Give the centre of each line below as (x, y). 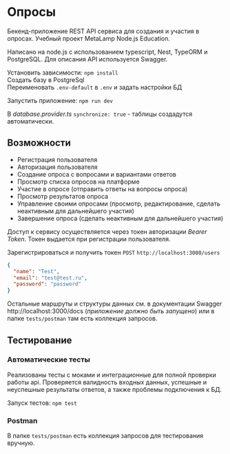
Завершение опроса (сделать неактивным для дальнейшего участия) (120, 218)
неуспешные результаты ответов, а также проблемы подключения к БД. (115, 389)
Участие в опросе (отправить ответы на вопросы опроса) (102, 189)
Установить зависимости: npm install (63, 72)
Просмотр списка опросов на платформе (78, 181)
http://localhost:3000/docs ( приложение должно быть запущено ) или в (111, 311)
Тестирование (40, 340)
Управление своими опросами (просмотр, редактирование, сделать (118, 204)
